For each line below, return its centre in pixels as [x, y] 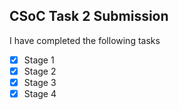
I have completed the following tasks [85, 40]
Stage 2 [40, 71]
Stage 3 [40, 82]
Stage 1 [39, 60]
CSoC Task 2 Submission [89, 16]
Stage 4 [40, 93]
